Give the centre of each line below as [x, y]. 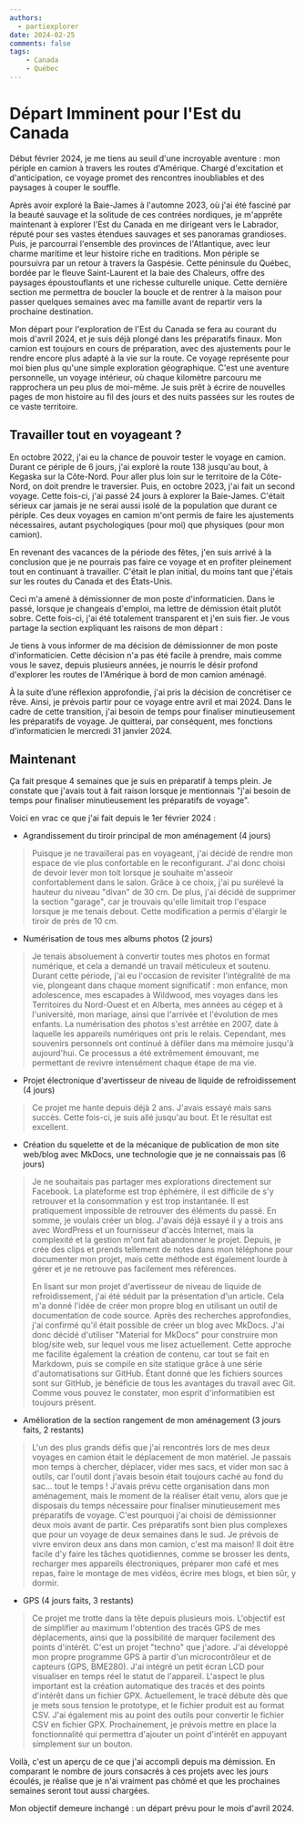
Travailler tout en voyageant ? [96, 435]
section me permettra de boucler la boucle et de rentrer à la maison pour [146, 291]
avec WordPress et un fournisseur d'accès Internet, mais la [142, 1230]
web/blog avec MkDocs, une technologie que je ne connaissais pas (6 [154, 1155]
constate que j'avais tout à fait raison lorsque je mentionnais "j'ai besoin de [150, 791]
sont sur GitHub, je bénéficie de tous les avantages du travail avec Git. [163, 1383]
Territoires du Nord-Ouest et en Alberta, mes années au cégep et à [158, 1005]
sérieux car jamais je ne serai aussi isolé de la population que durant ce [143, 505]
